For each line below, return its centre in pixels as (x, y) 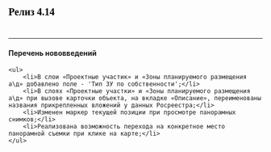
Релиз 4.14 (31, 12)
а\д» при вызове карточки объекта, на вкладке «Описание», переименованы (135, 99)
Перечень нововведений (52, 53)
